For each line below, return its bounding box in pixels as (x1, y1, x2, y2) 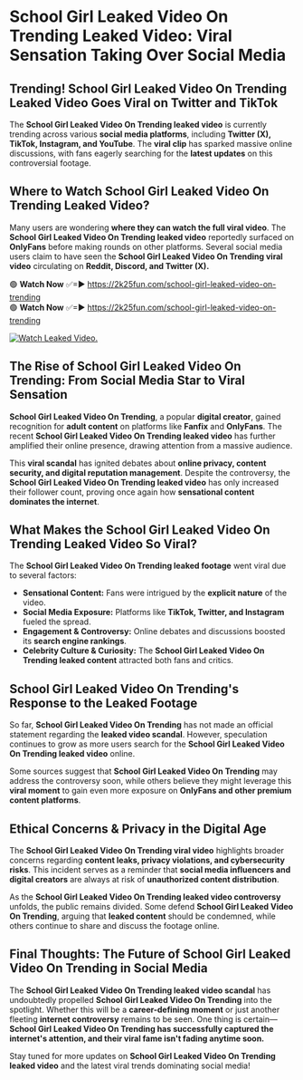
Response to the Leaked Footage (9, 695, 198, 710)
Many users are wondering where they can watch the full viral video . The (9, 222, 287, 233)
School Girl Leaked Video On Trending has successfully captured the (9, 1023, 274, 1034)
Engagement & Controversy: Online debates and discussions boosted (22, 626, 286, 637)
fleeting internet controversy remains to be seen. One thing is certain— (9, 1013, 278, 1025)
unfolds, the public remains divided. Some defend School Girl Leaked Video (9, 902, 294, 912)
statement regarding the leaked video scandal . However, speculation (9, 729, 268, 740)
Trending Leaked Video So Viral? (9, 536, 197, 552)
